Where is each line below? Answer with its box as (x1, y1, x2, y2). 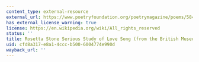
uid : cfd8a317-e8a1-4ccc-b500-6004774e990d (6, 42, 115, 48)
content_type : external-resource (6, 8, 89, 15)
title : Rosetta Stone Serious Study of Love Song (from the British (6, 36, 179, 42)
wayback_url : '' (6, 47, 46, 53)
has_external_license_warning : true (6, 19, 97, 25)
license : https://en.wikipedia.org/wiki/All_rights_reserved (6, 25, 161, 31)
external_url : (6, 14, 41, 20)
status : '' (6, 31, 33, 37)
